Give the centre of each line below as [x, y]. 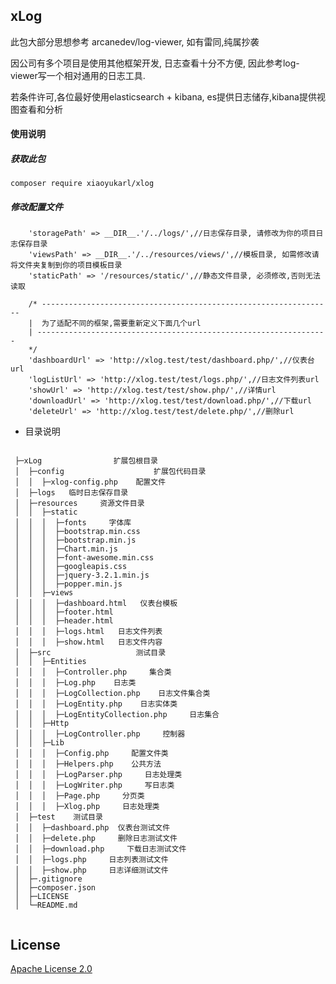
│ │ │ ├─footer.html [64, 612]
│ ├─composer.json [55, 888]
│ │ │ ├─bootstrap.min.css [77, 532]
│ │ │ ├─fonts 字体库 [73, 523]
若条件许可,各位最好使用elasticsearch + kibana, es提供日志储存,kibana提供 [163, 96]
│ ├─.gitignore [48, 879]
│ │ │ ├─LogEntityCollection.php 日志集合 [117, 715]
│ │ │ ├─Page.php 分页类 [79, 796]
